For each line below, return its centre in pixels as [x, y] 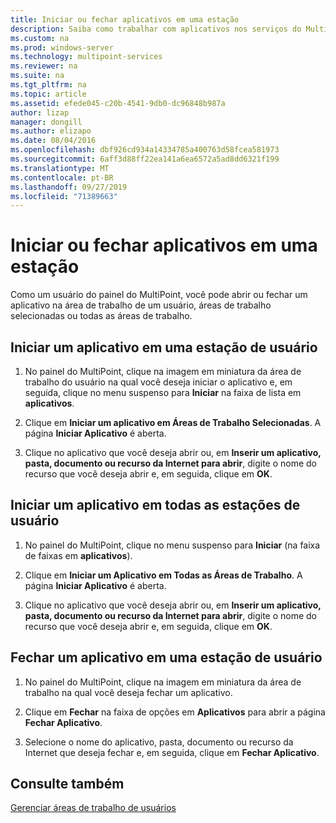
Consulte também [67, 784]
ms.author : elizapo [51, 131]
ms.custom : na [40, 38]
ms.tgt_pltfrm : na [48, 85]
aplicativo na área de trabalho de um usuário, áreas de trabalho [141, 305]
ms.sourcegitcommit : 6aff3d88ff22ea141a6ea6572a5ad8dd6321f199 [145, 159]
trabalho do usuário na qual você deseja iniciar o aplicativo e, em [158, 382]
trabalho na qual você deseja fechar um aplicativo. [128, 692]
